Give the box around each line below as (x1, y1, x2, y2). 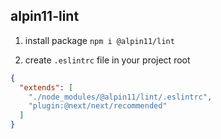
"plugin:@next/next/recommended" (28, 101, 168, 111)
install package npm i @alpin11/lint (24, 34, 175, 46)
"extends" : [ (19, 82, 74, 93)
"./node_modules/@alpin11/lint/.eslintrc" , (28, 92, 213, 102)
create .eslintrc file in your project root (24, 54, 191, 66)
